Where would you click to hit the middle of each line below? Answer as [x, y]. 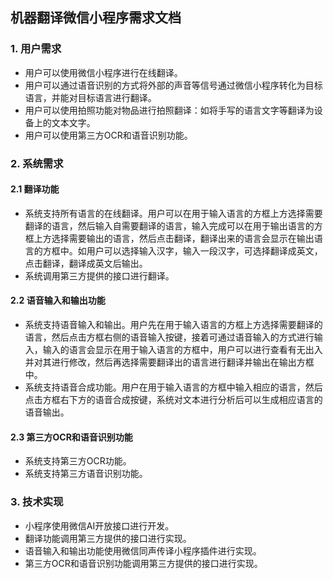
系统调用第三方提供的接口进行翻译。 [99, 275]
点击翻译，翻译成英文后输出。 [86, 263]
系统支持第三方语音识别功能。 [86, 474]
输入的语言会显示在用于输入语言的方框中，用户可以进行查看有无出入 [182, 350]
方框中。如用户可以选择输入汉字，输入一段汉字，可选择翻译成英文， [182, 250]
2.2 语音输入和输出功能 [58, 300]
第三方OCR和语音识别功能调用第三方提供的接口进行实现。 [143, 563]
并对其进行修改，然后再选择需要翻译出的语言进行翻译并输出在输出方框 [169, 362]
